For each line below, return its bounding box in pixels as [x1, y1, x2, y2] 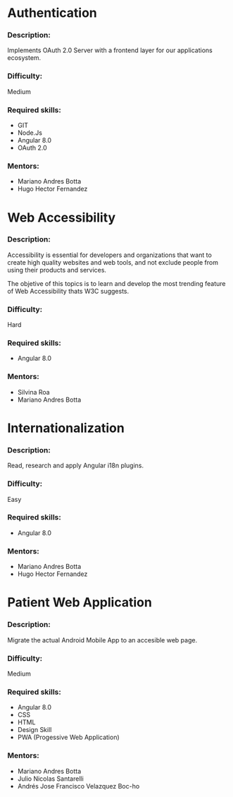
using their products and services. [7, 265, 107, 274]
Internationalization [7, 420, 125, 436]
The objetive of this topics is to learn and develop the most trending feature [7, 279, 227, 287]
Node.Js [17, 128, 42, 137]
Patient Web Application [7, 594, 153, 611]
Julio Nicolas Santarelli [17, 774, 84, 783]
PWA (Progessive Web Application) [17, 733, 120, 742]
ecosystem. [7, 54, 42, 62]
